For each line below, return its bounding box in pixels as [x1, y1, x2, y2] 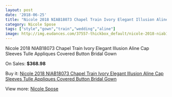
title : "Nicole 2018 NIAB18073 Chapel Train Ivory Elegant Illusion [5, 17, 155, 22]
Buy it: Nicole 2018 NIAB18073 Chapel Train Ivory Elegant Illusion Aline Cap [5, 70, 164, 77]
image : [5, 31, 19, 36]
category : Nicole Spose [5, 21, 56, 27]
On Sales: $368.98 [5, 61, 46, 66]
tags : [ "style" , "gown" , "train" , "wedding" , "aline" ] [5, 27, 116, 32]
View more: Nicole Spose [5, 86, 59, 92]
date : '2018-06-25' [5, 12, 47, 17]
